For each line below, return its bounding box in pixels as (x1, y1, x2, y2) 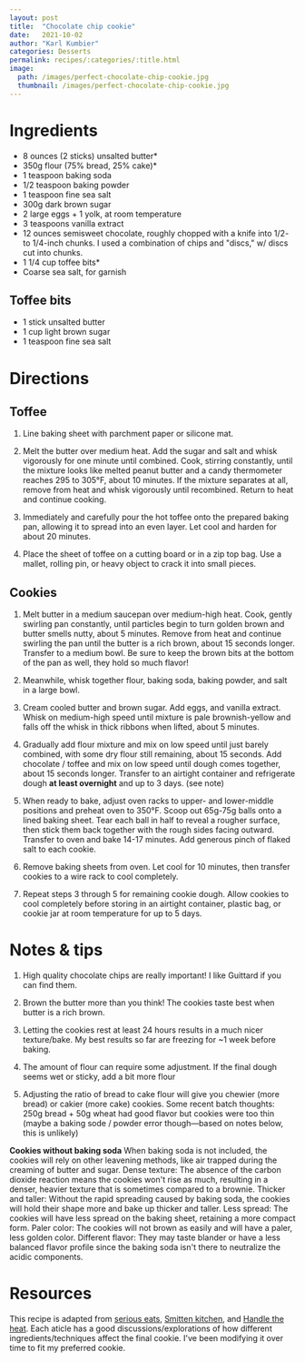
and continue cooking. (22, 494, 107, 505)
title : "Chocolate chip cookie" (9, 22, 136, 31)
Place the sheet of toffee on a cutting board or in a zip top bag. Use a (22, 549, 281, 560)
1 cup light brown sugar (22, 327, 111, 338)
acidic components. (9, 1252, 84, 1263)
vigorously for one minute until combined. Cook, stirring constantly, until (22, 456, 293, 467)
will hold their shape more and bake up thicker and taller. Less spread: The (9, 1203, 289, 1215)
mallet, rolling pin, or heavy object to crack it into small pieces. (22, 559, 257, 570)
